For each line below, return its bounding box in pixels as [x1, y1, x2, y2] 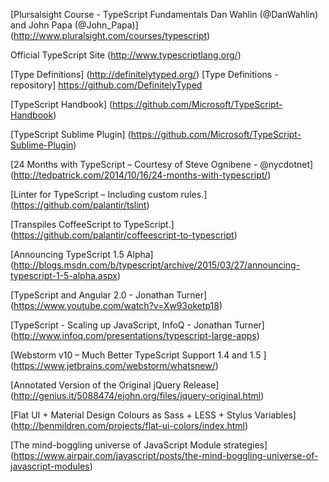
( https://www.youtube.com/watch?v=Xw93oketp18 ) [10, 300, 223, 311]
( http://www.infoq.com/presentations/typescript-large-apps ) [10, 330, 260, 341]
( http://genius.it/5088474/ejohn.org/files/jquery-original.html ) [10, 390, 265, 401]
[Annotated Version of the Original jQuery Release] [10, 379, 220, 391]
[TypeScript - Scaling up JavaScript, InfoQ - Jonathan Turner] [10, 319, 265, 331]
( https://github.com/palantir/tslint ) [10, 199, 150, 211]
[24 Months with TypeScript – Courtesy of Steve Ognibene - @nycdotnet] [10, 159, 314, 170]
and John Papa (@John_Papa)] [10, 19, 139, 31]
